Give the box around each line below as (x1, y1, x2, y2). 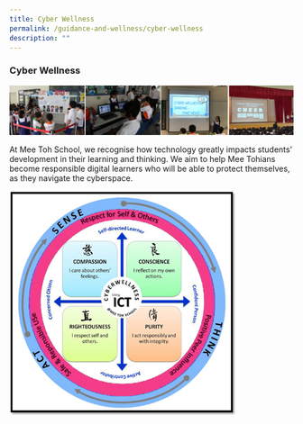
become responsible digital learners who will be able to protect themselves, (9, 163, 290, 175)
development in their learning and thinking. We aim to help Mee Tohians (9, 154, 276, 165)
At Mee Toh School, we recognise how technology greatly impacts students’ (9, 144, 293, 155)
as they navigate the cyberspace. (9, 173, 133, 184)
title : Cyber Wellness (9, 14, 95, 23)
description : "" (9, 33, 70, 42)
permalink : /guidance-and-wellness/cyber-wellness (9, 23, 204, 33)
